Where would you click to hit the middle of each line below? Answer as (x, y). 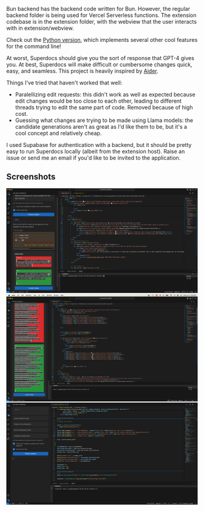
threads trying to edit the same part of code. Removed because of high (104, 107)
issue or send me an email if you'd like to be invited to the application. (93, 158)
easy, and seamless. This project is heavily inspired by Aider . (83, 71)
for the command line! (34, 46)
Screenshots (31, 177)
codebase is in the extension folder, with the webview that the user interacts (102, 22)
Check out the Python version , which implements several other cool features (102, 40)
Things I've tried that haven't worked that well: (64, 83)
